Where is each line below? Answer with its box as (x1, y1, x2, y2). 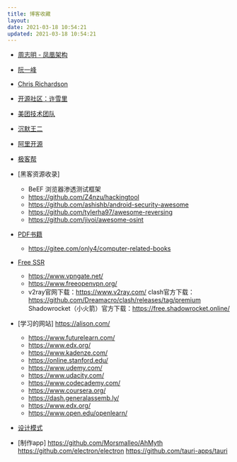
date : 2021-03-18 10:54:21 (7, 23, 87, 31)
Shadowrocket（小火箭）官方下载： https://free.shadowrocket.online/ (28, 304, 230, 313)
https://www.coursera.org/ (28, 386, 106, 395)
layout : (7, 17, 30, 24)
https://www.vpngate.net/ (28, 272, 104, 280)
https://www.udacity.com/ (28, 371, 105, 380)
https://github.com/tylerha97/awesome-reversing (28, 208, 173, 216)
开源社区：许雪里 (17, 94, 68, 103)
